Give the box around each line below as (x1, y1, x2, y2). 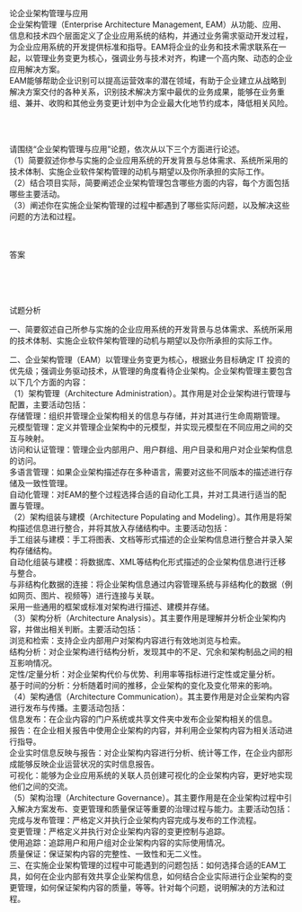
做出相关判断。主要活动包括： (32, 624, 144, 634)
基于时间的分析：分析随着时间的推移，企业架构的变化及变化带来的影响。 (9, 680, 277, 690)
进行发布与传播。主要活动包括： (9, 703, 128, 713)
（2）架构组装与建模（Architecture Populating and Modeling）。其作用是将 (9, 511, 285, 522)
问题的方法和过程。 (9, 211, 81, 222)
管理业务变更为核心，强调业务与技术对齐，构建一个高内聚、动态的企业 (32, 53, 293, 63)
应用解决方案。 (9, 64, 65, 75)
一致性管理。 (24, 478, 73, 488)
